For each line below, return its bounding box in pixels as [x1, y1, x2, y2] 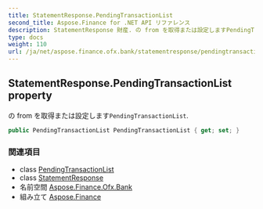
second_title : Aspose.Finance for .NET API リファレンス [8, 19, 190, 27]
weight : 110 [8, 41, 47, 49]
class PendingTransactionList [19, 164, 114, 174]
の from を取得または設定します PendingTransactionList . [8, 110, 189, 120]
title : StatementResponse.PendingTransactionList [8, 11, 174, 20]
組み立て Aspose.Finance [19, 192, 102, 201]
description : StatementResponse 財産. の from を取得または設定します [8, 26, 227, 34]
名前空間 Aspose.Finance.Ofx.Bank [19, 182, 133, 192]
